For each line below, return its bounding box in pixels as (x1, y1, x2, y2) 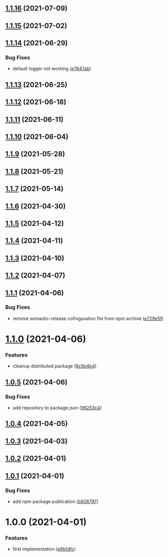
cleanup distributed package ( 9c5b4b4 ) (12, 363, 97, 369)
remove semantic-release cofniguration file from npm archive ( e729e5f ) (12, 315, 164, 321)
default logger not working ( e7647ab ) (12, 66, 92, 72)
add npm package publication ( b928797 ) (12, 498, 99, 504)
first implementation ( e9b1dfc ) (12, 546, 76, 552)
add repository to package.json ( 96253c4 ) (12, 405, 102, 411)
